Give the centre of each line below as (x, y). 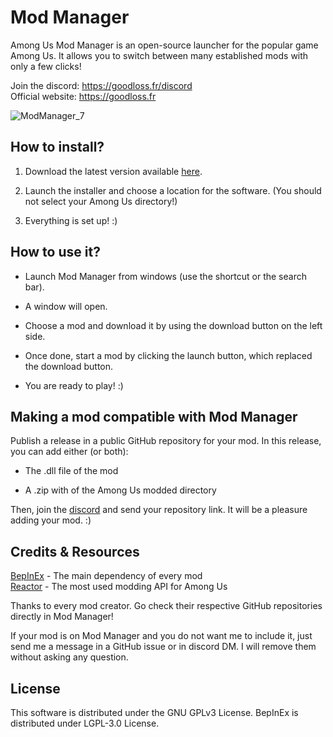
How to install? (57, 147)
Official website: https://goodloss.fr (83, 96)
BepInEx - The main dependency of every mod (106, 576)
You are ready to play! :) (74, 385)
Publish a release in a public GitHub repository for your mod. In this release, (166, 441)
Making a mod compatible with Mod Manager (154, 416)
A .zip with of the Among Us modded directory (120, 490)
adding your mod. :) (51, 520)
